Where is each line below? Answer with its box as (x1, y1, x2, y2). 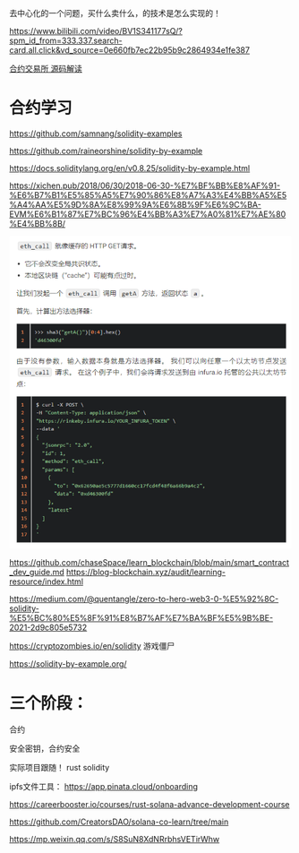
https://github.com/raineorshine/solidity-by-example (9, 145, 203, 156)
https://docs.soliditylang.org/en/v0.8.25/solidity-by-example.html (9, 162, 251, 173)
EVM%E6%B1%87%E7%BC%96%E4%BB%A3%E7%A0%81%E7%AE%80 (9, 209, 286, 220)
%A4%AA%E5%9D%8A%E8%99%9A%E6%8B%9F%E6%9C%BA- (9, 199, 261, 210)
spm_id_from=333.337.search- (9, 35, 123, 46)
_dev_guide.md (9, 567, 64, 578)
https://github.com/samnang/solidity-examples (9, 128, 183, 139)
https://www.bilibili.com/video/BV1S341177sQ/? (9, 26, 184, 36)
